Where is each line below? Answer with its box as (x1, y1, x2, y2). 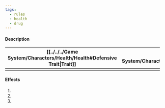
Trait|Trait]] (48, 61, 76, 68)
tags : (5, 7, 16, 12)
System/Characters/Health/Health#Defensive (7, 54, 117, 61)
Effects (5, 77, 21, 82)
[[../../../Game (46, 49, 79, 55)
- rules (9, 12, 26, 17)
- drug (9, 21, 23, 26)
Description (5, 36, 30, 42)
